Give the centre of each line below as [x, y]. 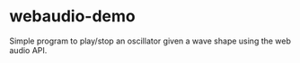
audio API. [28, 50]
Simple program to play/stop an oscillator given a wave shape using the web [150, 41]
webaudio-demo [73, 16]
